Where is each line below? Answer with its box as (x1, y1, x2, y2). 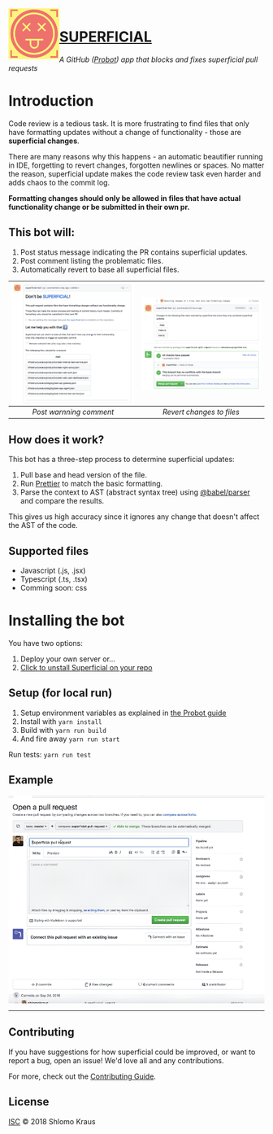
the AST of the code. (8, 521, 79, 530)
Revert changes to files (162, 407, 240, 417)
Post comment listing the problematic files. (19, 255, 164, 265)
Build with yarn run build (19, 725, 107, 735)
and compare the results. (19, 496, 105, 506)
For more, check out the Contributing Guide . (8, 1071, 157, 1081)
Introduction (8, 92, 94, 111)
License (8, 1095, 50, 1109)
